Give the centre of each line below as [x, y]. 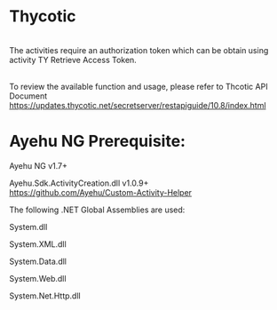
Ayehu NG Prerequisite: [98, 142]
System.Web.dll [38, 278]
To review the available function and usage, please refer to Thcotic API [138, 86]
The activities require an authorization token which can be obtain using [139, 50]
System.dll [28, 227]
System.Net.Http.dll [45, 296]
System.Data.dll [38, 261]
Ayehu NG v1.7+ [39, 165]
